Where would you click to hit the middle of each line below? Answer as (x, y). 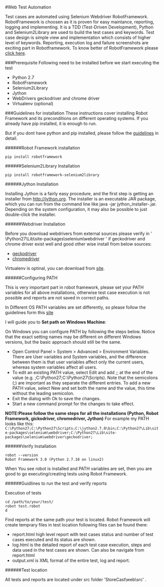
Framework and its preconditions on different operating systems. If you (77, 118)
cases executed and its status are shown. (54, 540)
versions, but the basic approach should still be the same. (63, 342)
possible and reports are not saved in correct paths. (57, 298)
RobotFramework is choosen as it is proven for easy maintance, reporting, (80, 22)
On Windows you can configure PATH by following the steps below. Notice (80, 332)
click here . (16, 53)
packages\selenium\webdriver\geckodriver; (49, 437)
